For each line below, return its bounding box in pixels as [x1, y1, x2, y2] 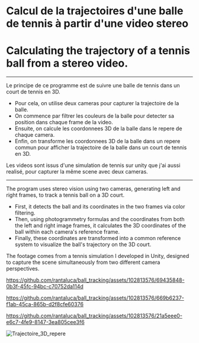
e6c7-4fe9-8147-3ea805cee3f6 [6, 319, 85, 326]
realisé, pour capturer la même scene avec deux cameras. [6, 168, 148, 175]
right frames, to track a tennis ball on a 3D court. [6, 191, 125, 199]
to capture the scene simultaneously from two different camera [6, 259, 161, 266]
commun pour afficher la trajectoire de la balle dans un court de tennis [14, 144, 187, 151]
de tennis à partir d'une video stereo [6, 17, 189, 30]
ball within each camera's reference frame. [14, 228, 120, 235]
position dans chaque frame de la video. [14, 119, 114, 126]
